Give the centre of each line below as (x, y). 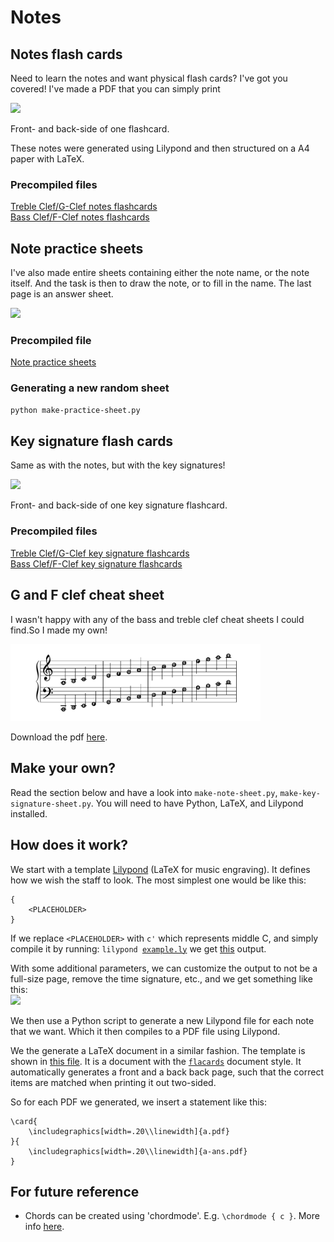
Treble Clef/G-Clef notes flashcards (84, 207)
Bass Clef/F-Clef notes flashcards (80, 217)
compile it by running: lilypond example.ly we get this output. (138, 948)
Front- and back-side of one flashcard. (90, 129)
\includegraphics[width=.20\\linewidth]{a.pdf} (129, 1131)
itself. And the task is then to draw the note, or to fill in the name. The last (161, 283)
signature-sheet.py (51, 804)
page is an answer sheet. (62, 294)
